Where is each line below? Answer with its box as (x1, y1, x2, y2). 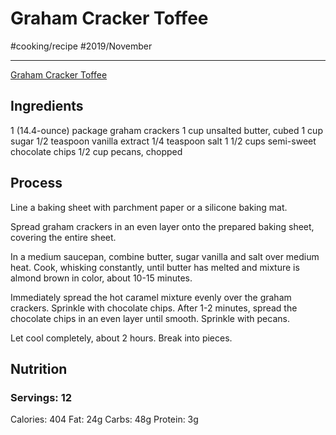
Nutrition (10, 360, 68, 377)
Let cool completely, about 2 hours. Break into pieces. (10, 332, 233, 344)
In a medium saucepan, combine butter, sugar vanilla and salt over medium (10, 250, 320, 262)
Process (10, 175, 63, 192)
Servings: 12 (10, 390, 72, 404)
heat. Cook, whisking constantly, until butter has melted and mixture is (10, 261, 300, 273)
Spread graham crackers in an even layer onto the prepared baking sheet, (10, 220, 315, 232)
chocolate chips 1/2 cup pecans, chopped (10, 145, 183, 157)
